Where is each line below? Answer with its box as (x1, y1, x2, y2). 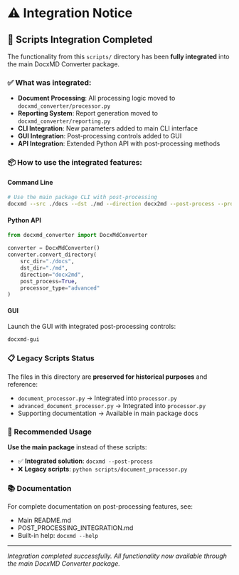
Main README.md (17, 516, 72, 525)
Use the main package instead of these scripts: (7, 442, 147, 451)
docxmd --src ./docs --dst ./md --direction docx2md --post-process (7, 200, 215, 208)
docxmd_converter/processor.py (17, 103, 111, 110)
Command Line (7, 178, 53, 186)
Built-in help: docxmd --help (17, 531, 99, 540)
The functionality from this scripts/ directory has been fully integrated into (7, 52, 230, 61)
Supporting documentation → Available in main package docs (17, 409, 198, 417)
